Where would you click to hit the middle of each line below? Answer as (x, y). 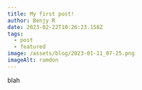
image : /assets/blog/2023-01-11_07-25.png (71, 54)
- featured (30, 47)
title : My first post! (41, 14)
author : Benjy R (31, 21)
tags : (15, 34)
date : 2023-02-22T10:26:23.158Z (55, 27)
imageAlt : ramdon (33, 60)
